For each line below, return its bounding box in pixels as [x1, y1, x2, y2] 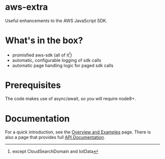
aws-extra [5, 1, 48, 13]
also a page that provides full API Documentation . [5, 134, 106, 140]
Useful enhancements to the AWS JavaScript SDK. [5, 18, 108, 24]
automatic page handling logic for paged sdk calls [12, 62, 114, 68]
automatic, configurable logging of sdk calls [12, 57, 102, 63]
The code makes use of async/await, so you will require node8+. [5, 96, 136, 102]
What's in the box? [5, 35, 83, 46]
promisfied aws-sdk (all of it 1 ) [12, 51, 72, 58]
